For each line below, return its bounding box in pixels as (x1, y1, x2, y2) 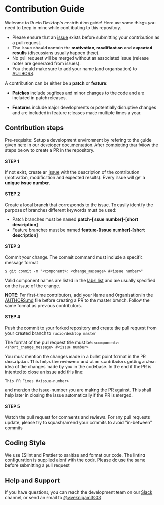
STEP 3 (5, 243, 21, 249)
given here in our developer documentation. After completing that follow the (5, 142, 158, 148)
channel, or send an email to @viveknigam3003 (5, 495, 101, 501)
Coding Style (5, 439, 46, 447)
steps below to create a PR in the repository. (5, 147, 94, 153)
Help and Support (5, 476, 60, 484)
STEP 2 (5, 191, 21, 197)
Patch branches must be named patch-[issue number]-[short (12, 216, 139, 222)
